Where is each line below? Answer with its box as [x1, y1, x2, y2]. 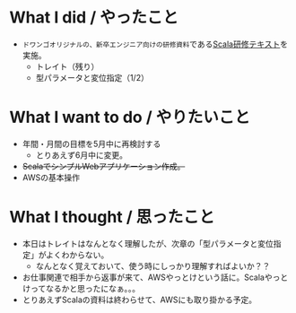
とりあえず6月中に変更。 [35, 149, 128, 161]
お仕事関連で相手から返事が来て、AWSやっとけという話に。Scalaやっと [22, 272, 289, 283]
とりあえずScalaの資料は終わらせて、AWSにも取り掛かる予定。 [22, 294, 257, 305]
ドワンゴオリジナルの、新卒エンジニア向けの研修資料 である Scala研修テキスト [22, 39, 281, 49]
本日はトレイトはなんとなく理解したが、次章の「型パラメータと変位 [22, 238, 274, 248]
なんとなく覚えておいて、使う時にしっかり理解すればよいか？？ [35, 260, 271, 271]
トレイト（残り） [35, 61, 100, 72]
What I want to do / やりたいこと [9, 108, 251, 127]
